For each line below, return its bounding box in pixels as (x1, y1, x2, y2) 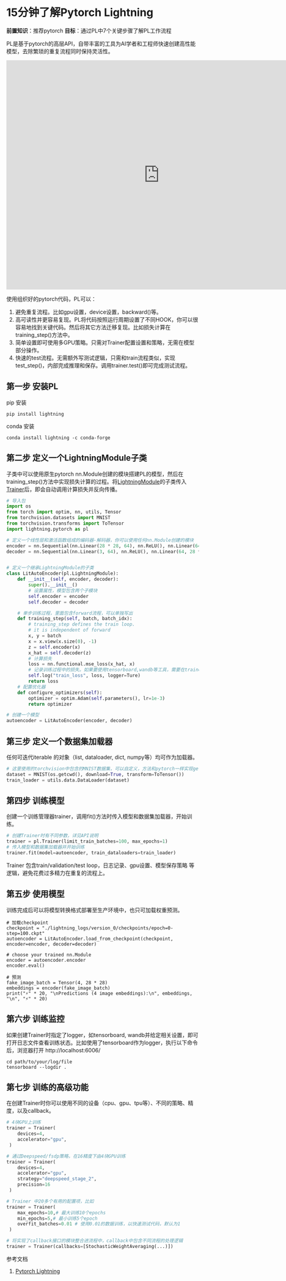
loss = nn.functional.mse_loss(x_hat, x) (28, 661, 136, 667)
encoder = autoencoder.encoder (6, 957, 86, 963)
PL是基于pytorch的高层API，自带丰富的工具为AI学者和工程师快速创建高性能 (6, 40, 196, 47)
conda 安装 (6, 423, 35, 430)
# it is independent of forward (28, 627, 111, 633)
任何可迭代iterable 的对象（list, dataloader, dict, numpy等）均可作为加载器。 (6, 753, 199, 761)
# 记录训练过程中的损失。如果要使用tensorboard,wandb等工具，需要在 (28, 667, 185, 673)
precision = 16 (17, 1181, 51, 1188)
